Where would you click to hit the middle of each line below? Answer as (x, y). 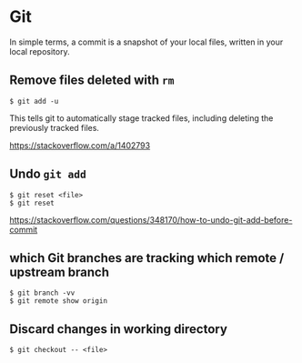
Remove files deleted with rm (92, 81)
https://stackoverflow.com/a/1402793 (80, 145)
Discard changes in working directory (118, 329)
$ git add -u (34, 101)
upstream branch (60, 272)
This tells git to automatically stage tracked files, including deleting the (141, 118)
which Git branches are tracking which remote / (147, 258)
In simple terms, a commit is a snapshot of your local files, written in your (146, 42)
